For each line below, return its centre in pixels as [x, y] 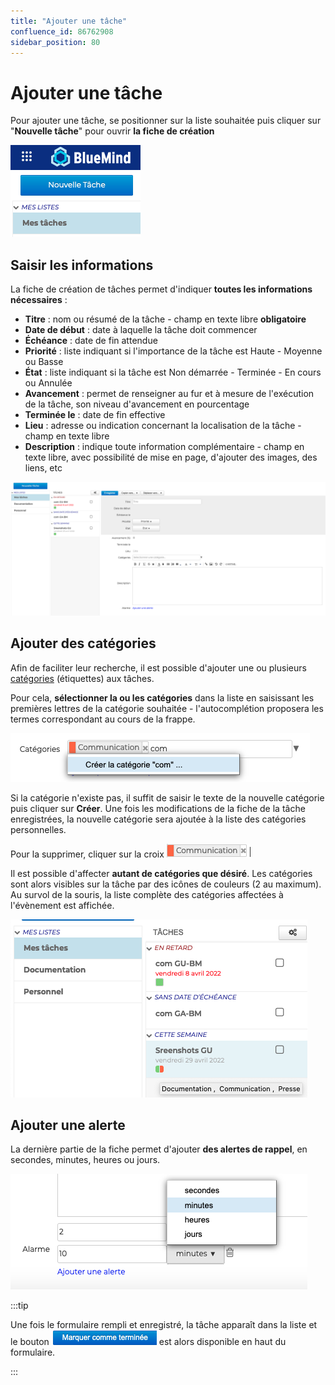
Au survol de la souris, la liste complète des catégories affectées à [147, 894]
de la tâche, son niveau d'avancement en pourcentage [137, 404]
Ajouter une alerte [68, 1125]
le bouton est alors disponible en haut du [148, 1342]
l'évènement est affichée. [62, 905]
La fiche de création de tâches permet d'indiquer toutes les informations [161, 289]
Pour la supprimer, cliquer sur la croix [87, 854]
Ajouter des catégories [83, 643]
